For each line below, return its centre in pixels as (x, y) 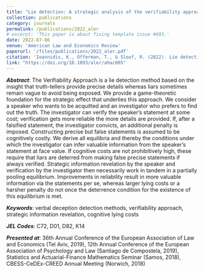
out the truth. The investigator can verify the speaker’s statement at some (98, 112)
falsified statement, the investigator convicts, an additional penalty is (92, 125)
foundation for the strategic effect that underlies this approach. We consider (102, 99)
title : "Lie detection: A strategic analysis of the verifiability (93, 12)
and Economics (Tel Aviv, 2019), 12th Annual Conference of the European (98, 244)
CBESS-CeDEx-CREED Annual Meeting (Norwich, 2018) (76, 263)
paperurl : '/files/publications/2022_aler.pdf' (68, 52)
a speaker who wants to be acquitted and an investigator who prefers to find (102, 106)
